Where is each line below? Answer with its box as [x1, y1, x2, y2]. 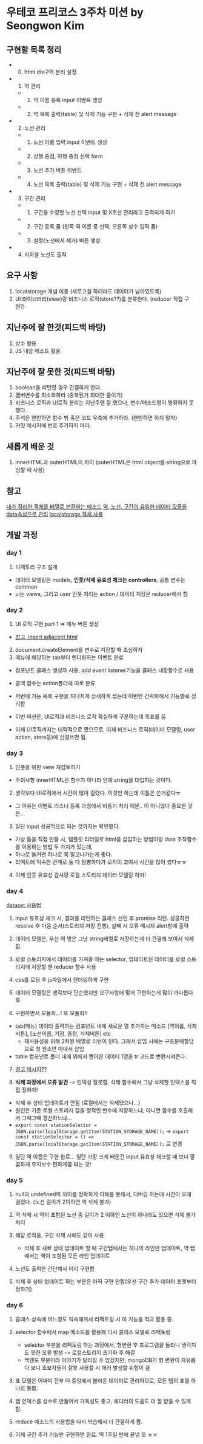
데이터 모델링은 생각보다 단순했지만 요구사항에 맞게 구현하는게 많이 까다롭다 [15, 988, 194, 996]
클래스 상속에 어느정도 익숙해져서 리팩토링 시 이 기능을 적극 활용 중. [15, 1316, 174, 1323]
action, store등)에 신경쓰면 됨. [15, 733, 87, 741]
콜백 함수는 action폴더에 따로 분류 [15, 680, 96, 687]
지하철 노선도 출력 [24, 251, 67, 258]
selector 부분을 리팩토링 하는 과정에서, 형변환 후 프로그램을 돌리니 [24, 1341, 181, 1349]
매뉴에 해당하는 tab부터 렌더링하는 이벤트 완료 [15, 654, 124, 661]
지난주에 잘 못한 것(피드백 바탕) [6, 367, 115, 377]
